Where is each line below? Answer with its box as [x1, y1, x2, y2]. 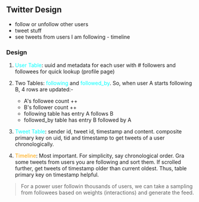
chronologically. [14, 141, 55, 148]
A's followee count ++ [23, 98, 78, 105]
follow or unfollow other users [14, 20, 89, 27]
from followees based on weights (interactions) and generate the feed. [20, 189, 194, 196]
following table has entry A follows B [23, 110, 114, 117]
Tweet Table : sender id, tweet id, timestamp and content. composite [14, 128, 182, 135]
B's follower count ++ [23, 104, 77, 111]
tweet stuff [14, 27, 42, 34]
